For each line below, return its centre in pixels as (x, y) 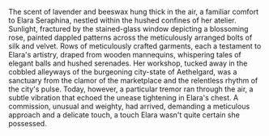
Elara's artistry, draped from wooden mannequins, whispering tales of (125, 55)
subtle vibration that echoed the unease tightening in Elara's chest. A (124, 98)
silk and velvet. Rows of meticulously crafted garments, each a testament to (135, 46)
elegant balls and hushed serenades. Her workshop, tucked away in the (128, 63)
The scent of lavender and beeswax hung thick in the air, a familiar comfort (134, 12)
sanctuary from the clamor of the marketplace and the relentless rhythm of (133, 81)
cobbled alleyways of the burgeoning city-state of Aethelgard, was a (123, 72)
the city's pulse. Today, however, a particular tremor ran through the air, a (131, 89)
